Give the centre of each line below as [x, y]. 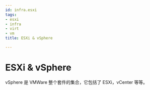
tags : [11, 15]
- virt [12, 29]
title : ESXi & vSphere [29, 38]
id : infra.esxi [21, 10]
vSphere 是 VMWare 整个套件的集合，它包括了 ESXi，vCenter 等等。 [76, 82]
